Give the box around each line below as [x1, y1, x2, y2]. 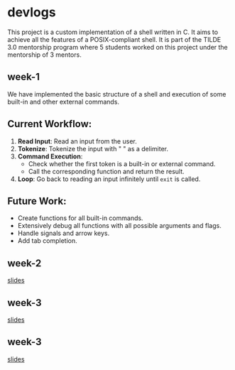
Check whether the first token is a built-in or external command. [28, 159, 216, 168]
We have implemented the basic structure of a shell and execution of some [7, 89, 226, 98]
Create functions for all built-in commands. [17, 214, 143, 222]
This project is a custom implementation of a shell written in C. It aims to [7, 28, 219, 36]
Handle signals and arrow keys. [17, 229, 110, 238]
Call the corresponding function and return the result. [28, 167, 185, 175]
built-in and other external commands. [7, 97, 119, 106]
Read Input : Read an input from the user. [17, 136, 137, 146]
